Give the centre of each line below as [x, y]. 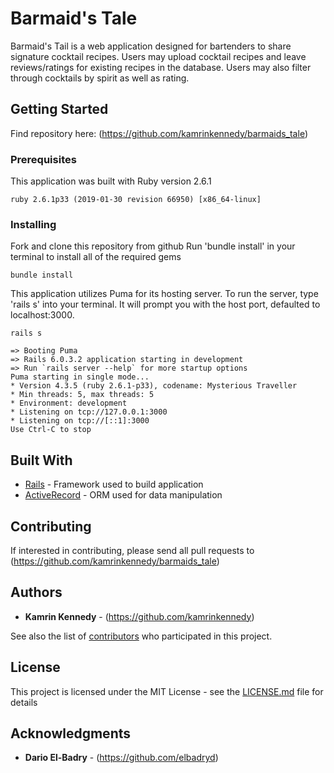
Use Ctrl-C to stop [51, 430]
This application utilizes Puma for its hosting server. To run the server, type [164, 294]
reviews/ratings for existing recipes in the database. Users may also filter [161, 67]
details [24, 702]
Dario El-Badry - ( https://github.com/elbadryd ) [121, 758]
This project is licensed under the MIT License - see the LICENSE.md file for [167, 691]
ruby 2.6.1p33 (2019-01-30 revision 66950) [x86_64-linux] [136, 200]
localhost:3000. [42, 315]
